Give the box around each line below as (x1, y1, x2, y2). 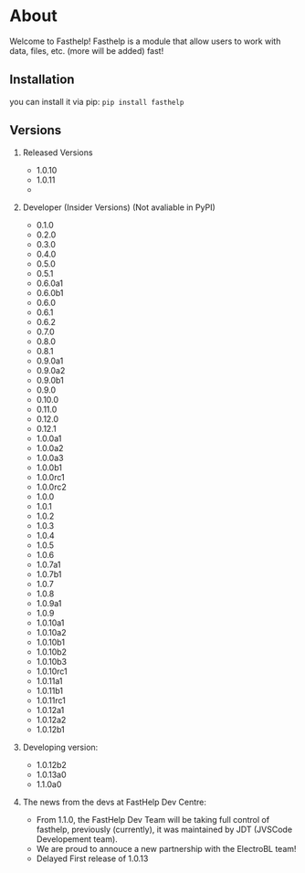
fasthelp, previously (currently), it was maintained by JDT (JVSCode (36, 824, 293, 835)
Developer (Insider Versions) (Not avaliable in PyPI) (22, 202, 216, 213)
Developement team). (36, 833, 119, 845)
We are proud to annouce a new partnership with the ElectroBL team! (36, 843, 297, 854)
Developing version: (22, 742, 99, 752)
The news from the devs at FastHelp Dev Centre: (22, 796, 207, 807)
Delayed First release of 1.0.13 (36, 853, 149, 864)
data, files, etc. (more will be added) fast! (9, 45, 164, 56)
